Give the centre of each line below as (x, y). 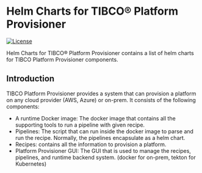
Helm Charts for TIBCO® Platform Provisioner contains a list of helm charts (100, 53)
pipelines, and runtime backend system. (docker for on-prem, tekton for (106, 157)
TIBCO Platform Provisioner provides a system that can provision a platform (101, 94)
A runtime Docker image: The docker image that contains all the (95, 118)
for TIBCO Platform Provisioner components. (62, 59)
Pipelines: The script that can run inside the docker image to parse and (104, 131)
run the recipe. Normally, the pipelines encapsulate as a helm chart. (100, 138)
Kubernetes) (31, 164)
